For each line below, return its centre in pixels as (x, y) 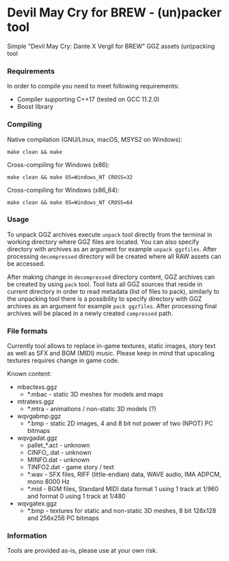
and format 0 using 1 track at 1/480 (76, 496)
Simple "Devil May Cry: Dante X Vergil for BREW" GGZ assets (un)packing (111, 46)
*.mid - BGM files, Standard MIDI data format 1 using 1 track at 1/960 (123, 489)
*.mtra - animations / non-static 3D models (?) (92, 409)
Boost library (35, 107)
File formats (27, 331)
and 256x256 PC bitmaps (63, 518)
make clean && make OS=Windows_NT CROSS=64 (70, 202)
